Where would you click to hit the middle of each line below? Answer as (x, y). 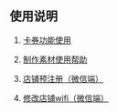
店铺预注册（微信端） (63, 78)
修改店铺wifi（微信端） (66, 97)
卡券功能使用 (47, 40)
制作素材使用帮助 (55, 59)
